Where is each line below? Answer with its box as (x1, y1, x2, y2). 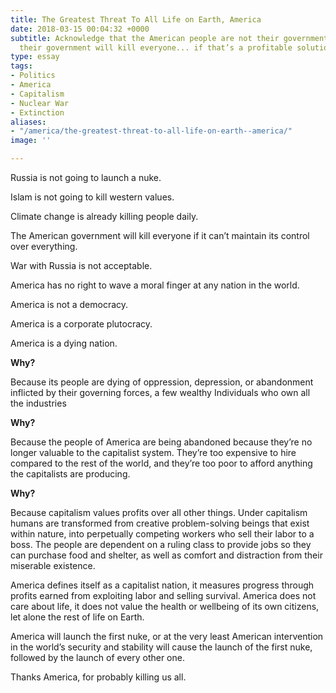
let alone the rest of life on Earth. (10, 611, 145, 623)
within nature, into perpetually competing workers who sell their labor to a (10, 528, 315, 540)
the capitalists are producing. (10, 468, 131, 480)
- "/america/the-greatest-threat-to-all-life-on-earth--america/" (10, 126, 293, 136)
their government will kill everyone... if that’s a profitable (19, 42, 293, 53)
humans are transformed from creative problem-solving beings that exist (10, 517, 310, 529)
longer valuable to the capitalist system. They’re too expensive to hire (10, 447, 297, 458)
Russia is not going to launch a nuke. (10, 172, 162, 183)
